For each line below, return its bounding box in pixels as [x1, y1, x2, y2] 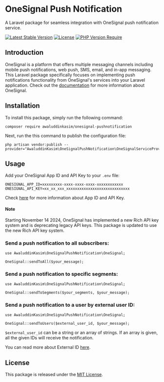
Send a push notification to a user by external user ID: [5, 302, 135, 309]
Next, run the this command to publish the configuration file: [5, 133, 126, 138]
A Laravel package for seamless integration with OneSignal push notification [5, 20, 159, 25]
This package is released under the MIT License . [5, 372, 103, 378]
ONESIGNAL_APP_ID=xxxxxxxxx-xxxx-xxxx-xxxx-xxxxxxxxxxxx [5, 182, 123, 187]
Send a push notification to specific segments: [5, 270, 118, 277]
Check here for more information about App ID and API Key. [5, 195, 125, 201]
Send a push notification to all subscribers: [5, 240, 109, 247]
